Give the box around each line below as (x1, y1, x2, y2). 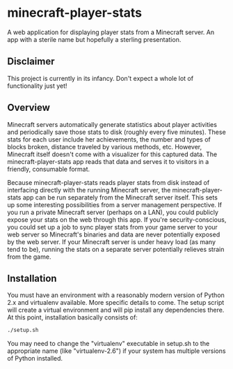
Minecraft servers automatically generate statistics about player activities (7, 120, 218, 128)
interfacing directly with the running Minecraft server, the (7, 186, 171, 194)
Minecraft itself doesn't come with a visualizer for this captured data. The (7, 150, 218, 158)
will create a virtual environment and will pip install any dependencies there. (7, 306, 225, 315)
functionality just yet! (7, 82, 67, 90)
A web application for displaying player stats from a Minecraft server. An (7, 28, 215, 36)
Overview (7, 102, 51, 114)
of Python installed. (7, 354, 63, 363)
